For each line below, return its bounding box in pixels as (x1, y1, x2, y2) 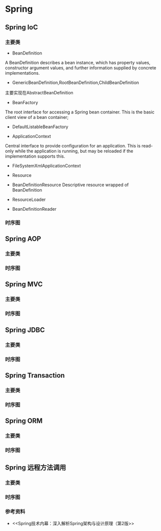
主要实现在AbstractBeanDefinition (5, 89, 73, 95)
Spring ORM (5, 417, 43, 425)
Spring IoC (5, 23, 38, 31)
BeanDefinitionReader (12, 206, 57, 212)
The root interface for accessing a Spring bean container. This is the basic (5, 109, 155, 115)
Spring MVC (5, 280, 43, 288)
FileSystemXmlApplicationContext (12, 163, 81, 168)
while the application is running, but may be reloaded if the (14, 148, 134, 154)
